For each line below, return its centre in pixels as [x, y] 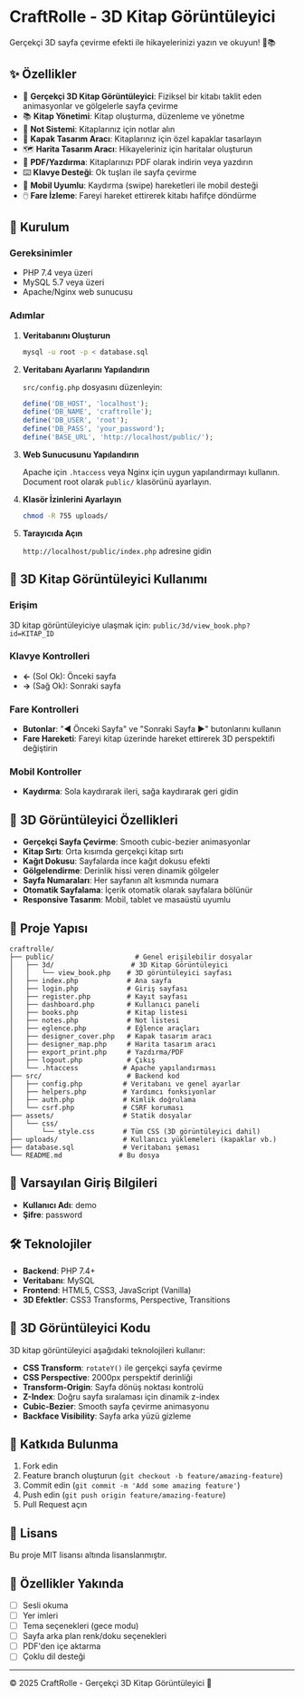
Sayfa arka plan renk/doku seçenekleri [95, 1636]
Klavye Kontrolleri [50, 657]
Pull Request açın [55, 1505]
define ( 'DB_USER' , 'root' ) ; [75, 420]
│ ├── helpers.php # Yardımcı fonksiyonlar [113, 1092]
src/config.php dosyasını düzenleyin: [92, 386]
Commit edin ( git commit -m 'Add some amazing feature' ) [131, 1486]
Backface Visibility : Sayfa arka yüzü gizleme [107, 1416]
